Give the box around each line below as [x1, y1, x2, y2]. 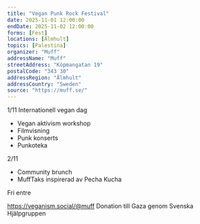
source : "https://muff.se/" [7, 87, 88, 94]
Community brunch [17, 168, 72, 176]
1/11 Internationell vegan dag [7, 106, 88, 114]
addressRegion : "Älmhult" [7, 74, 81, 81]
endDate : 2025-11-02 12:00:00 [7, 23, 94, 30]
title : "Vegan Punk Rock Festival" [7, 10, 110, 17]
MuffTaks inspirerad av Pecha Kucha [17, 175, 122, 183]
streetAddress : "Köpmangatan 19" [7, 61, 103, 68]
